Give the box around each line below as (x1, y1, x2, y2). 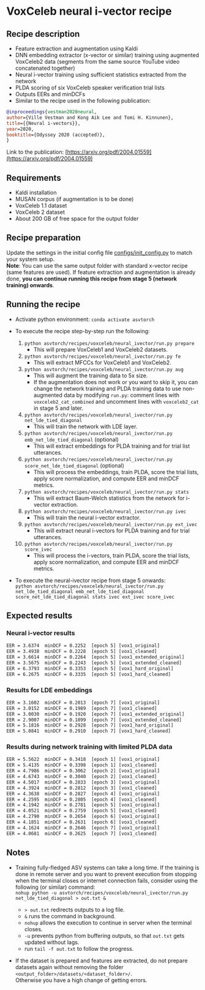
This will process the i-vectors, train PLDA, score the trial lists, (33, 551, 190, 559)
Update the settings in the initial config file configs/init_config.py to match (6, 249, 193, 256)
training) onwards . (6, 281, 54, 289)
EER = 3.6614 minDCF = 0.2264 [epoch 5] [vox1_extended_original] (6, 654, 185, 660)
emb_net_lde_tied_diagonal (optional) (24, 436, 119, 443)
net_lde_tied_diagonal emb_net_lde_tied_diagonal (15, 588, 145, 595)
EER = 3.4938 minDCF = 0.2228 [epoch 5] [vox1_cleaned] (6, 648, 157, 655)
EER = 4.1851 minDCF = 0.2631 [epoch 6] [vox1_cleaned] (6, 819, 157, 825)
